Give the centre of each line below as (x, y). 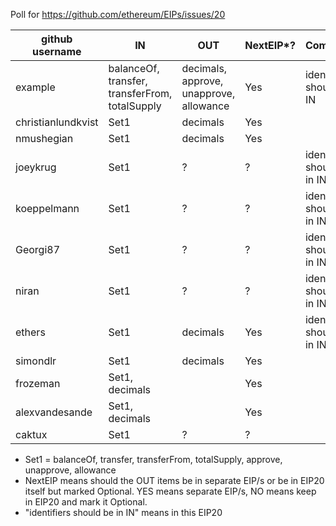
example (35, 87)
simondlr (36, 361)
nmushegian (44, 138)
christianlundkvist (57, 122)
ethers (30, 332)
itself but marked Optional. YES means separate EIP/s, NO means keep (170, 491)
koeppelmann (47, 208)
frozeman (38, 383)
